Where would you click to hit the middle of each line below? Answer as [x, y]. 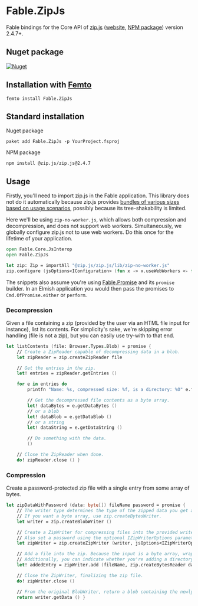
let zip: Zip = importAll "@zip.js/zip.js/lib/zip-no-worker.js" [88, 265]
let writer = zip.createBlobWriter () [64, 522]
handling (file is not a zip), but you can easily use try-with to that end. [90, 335]
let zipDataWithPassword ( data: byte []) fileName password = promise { [96, 505]
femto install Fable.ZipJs [39, 99]
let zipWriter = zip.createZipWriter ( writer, [75, 543]
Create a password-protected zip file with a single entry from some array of [98, 488]
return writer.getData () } [51, 597]
